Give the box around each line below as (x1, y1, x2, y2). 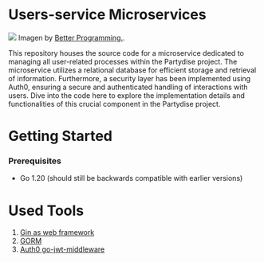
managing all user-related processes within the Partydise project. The (8, 57, 238, 66)
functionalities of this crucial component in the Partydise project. (8, 99, 221, 108)
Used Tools (8, 201, 85, 220)
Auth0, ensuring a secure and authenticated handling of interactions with (8, 82, 248, 92)
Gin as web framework (19, 228, 95, 237)
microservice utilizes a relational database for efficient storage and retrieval (8, 65, 257, 75)
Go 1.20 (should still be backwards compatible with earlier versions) (19, 174, 243, 183)
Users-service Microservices (8, 6, 207, 24)
